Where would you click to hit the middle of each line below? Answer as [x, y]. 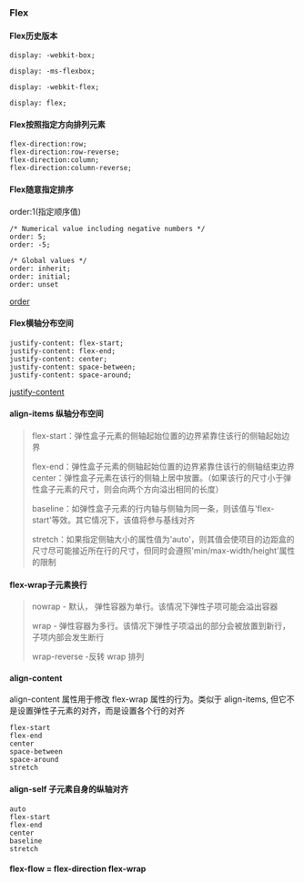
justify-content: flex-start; [67, 343]
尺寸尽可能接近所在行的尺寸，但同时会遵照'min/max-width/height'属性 [163, 550]
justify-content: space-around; [71, 375]
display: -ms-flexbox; [52, 71]
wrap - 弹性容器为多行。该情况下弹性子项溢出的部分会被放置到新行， [161, 626]
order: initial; [40, 276]
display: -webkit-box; [52, 56]
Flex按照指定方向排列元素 [58, 124]
